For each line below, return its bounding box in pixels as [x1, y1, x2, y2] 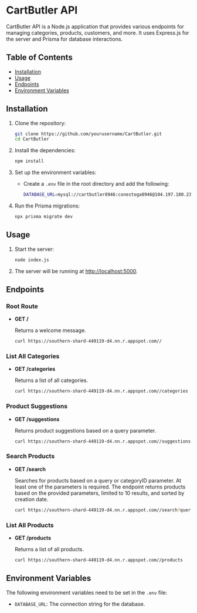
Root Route [6, 302, 38, 310]
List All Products [6, 521, 54, 529]
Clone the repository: [14, 119, 66, 126]
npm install [14, 158, 44, 165]
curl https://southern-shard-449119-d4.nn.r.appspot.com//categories [14, 388, 189, 394]
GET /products [14, 534, 52, 541]
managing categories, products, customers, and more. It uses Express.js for [6, 29, 189, 36]
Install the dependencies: [14, 147, 76, 154]
